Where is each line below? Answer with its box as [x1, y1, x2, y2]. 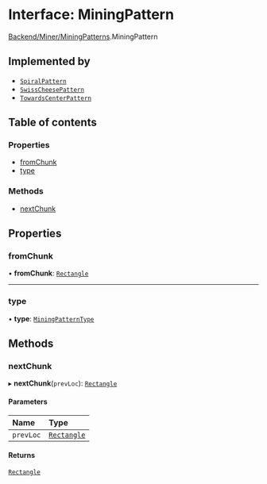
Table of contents [8, 116, 97, 129]
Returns [8, 451, 36, 460]
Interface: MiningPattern [8, 6, 175, 24]
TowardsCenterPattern [19, 94, 91, 102]
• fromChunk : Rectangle [8, 268, 89, 278]
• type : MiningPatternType [8, 313, 95, 323]
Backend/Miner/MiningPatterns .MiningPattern [8, 32, 158, 41]
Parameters [8, 397, 48, 406]
